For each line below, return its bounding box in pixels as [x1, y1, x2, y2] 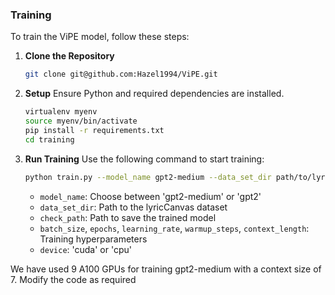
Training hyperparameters [39, 233, 148, 245]
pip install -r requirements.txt [24, 125, 165, 135]
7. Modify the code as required [10, 273, 137, 285]
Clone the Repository [24, 50, 115, 62]
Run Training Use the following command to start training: [24, 153, 265, 165]
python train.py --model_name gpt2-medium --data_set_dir [24, 172, 272, 182]
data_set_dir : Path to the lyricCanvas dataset [39, 201, 228, 213]
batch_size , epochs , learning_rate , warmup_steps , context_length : [39, 222, 310, 234]
